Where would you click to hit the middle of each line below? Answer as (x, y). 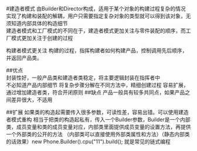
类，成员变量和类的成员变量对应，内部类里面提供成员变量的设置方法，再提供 (98, 127)
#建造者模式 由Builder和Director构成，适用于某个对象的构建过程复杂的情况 (96, 9)
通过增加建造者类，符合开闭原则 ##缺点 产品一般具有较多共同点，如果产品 (96, 92)
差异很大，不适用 (32, 100)
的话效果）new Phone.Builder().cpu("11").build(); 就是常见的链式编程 (89, 142)
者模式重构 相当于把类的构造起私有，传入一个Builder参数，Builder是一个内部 (98, 120)
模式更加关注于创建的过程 (42, 38)
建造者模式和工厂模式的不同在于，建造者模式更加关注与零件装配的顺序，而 (96, 31)
